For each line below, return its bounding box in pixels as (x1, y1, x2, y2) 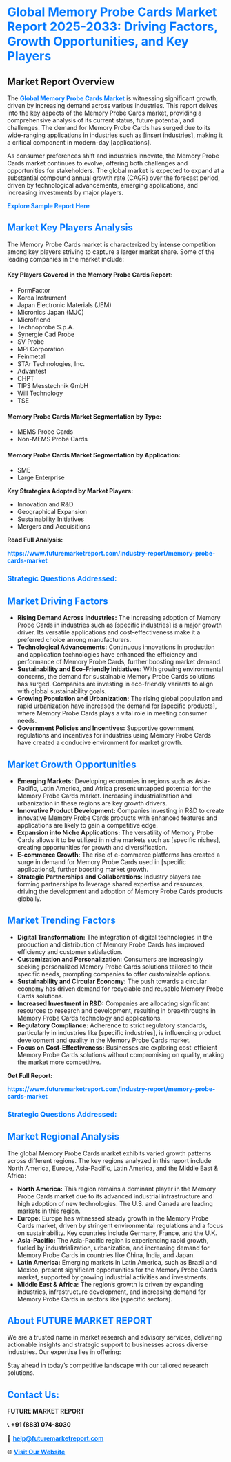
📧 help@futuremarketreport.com (7, 1434, 104, 1443)
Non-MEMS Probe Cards (17, 435, 88, 444)
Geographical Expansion (17, 508, 88, 516)
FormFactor (17, 286, 50, 295)
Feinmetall (17, 352, 47, 360)
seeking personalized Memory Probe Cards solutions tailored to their (17, 962, 213, 971)
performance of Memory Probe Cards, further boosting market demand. (17, 658, 222, 666)
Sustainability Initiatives (17, 515, 85, 523)
